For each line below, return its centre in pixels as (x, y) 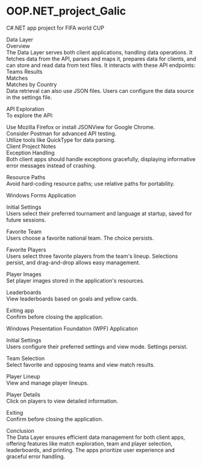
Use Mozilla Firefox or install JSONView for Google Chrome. (81, 127)
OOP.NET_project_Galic (66, 11)
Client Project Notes (31, 146)
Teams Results (24, 71)
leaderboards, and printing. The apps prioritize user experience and (90, 450)
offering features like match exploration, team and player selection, (90, 443)
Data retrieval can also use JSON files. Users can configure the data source (100, 91)
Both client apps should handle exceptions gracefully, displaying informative (101, 159)
